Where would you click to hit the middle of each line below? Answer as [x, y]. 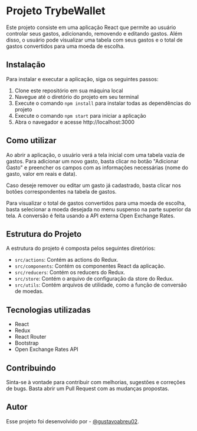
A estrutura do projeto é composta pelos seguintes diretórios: [81, 248]
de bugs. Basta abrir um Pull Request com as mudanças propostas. [88, 388]
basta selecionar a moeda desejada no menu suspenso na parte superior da [98, 209]
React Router [30, 337]
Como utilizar [32, 141]
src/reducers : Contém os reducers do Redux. [70, 272]
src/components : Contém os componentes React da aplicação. [90, 266]
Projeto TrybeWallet [56, 11]
